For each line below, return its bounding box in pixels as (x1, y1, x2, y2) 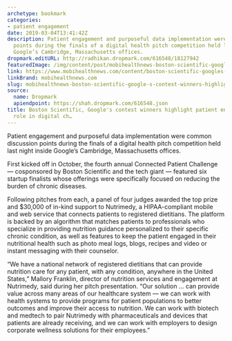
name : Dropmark (13, 94, 57, 101)
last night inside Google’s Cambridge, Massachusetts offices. (7, 146, 182, 155)
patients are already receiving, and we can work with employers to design (7, 318, 217, 327)
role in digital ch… (13, 113, 72, 119)
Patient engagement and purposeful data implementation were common (7, 132, 212, 140)
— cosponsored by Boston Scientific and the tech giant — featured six (7, 167, 207, 175)
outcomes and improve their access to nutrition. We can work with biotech (7, 304, 219, 312)
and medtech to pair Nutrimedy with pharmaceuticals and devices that (7, 311, 208, 320)
